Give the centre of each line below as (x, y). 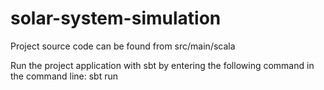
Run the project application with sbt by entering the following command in (162, 65)
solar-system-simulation (116, 18)
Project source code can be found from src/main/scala (123, 46)
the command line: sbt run (64, 76)
